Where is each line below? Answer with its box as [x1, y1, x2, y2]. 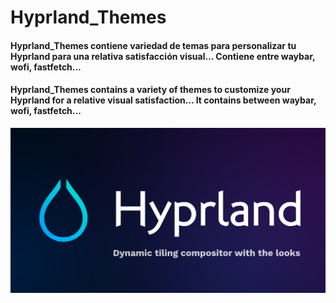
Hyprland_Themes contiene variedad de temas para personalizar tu [10, 39, 297, 51]
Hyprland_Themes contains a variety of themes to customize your [10, 84, 291, 96]
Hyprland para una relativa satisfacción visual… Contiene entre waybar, [10, 50, 316, 62]
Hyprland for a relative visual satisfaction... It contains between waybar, [10, 94, 317, 106]
